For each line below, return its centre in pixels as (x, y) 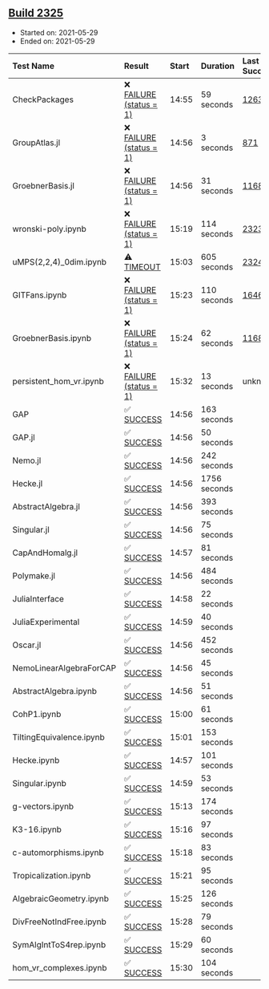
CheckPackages (43, 99)
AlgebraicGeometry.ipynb (61, 898)
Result (137, 66)
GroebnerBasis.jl (43, 185)
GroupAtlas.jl (36, 142)
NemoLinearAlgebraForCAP (64, 667)
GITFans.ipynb (40, 294)
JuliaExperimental (46, 622)
